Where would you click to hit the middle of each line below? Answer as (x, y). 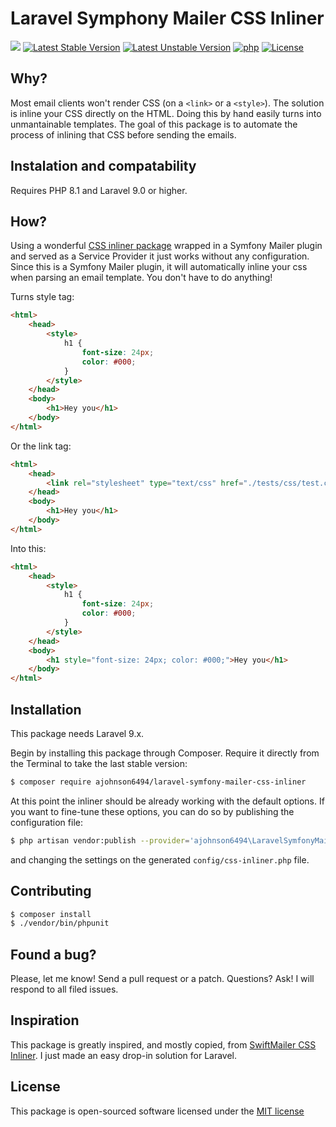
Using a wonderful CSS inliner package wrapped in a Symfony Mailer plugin (166, 246)
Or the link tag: (41, 446)
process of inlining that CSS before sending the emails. (123, 134)
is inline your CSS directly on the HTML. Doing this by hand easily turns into (166, 113)
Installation (46, 709)
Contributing (51, 891)
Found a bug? (53, 954)
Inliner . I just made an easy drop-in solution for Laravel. (124, 1055)
